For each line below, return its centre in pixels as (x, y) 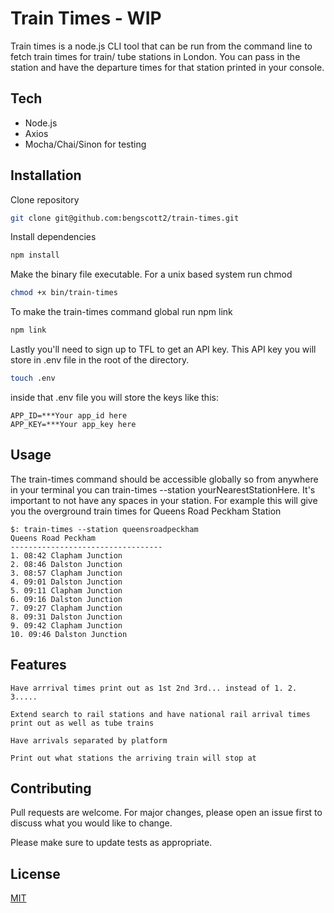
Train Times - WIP (86, 18)
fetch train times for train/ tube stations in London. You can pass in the (155, 56)
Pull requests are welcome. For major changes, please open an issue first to (166, 813)
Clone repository (45, 199)
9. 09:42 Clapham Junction (66, 625)
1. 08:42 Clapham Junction (66, 555)
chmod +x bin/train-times (64, 293)
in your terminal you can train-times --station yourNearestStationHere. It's (163, 489)
